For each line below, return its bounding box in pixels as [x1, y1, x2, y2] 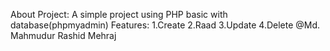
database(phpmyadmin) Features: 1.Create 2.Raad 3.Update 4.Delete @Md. [10, 19, 321, 31]
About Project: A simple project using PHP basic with [10, 9, 228, 20]
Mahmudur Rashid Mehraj [10, 30, 117, 41]
